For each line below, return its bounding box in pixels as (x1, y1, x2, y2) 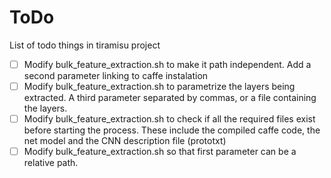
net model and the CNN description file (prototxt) (23, 135, 227, 147)
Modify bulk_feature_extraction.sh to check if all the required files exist (23, 113, 316, 125)
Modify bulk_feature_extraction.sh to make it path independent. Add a (23, 58, 312, 70)
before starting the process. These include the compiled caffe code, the (23, 124, 321, 136)
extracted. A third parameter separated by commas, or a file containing (23, 92, 317, 104)
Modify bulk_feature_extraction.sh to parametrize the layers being (23, 81, 296, 92)
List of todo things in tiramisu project (9, 39, 161, 51)
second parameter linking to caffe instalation (23, 70, 209, 81)
